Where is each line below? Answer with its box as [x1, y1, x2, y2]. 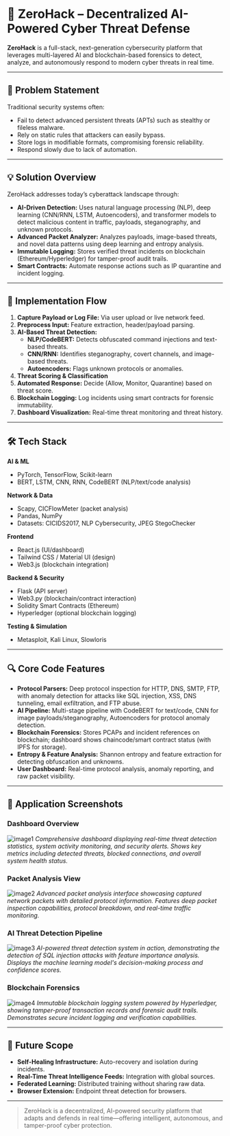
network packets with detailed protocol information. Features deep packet [7, 896, 217, 904]
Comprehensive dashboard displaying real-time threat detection [35, 834, 217, 843]
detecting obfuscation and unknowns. [16, 757, 125, 766]
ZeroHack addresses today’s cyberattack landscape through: [7, 190, 179, 198]
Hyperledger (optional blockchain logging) [16, 609, 137, 617]
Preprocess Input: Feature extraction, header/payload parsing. [16, 321, 195, 329]
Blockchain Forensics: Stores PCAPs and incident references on [16, 728, 200, 736]
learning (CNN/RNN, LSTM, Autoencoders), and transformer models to [16, 210, 217, 219]
